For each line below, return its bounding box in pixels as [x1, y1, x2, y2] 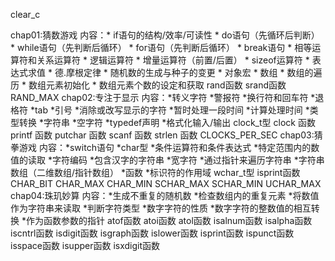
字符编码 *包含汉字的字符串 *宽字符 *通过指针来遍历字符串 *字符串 [51, 154, 325, 166]
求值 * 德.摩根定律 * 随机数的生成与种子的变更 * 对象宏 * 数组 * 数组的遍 [27, 67, 323, 78]
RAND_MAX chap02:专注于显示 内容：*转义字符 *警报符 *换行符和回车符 [10, 92, 309, 103]
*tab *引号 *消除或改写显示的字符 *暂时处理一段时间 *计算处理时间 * [29, 104, 310, 116]
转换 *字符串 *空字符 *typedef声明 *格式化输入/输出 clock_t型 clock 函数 [18, 117, 316, 128]
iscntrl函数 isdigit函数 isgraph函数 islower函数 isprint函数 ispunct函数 [10, 227, 295, 239]
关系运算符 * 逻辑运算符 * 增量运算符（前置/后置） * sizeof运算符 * [36, 54, 310, 66]
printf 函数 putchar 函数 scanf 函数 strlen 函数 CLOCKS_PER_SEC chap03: [10, 129, 315, 141]
